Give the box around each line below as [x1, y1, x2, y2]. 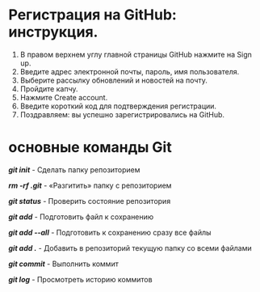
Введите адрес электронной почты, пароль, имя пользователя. [19, 66, 240, 76]
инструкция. [8, 23, 99, 41]
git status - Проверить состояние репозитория [8, 196, 171, 205]
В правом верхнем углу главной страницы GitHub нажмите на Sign [19, 49, 252, 59]
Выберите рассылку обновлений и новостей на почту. [19, 75, 208, 85]
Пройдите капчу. [19, 83, 78, 94]
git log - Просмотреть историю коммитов [8, 274, 153, 284]
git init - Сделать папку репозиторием [8, 164, 140, 175]
